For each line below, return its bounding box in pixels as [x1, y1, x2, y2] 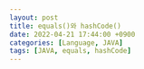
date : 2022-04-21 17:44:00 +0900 [9, 30, 136, 39]
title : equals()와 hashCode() [9, 22, 122, 30]
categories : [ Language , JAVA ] [9, 38, 124, 47]
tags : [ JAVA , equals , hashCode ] [9, 47, 131, 56]
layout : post [9, 13, 59, 22]
